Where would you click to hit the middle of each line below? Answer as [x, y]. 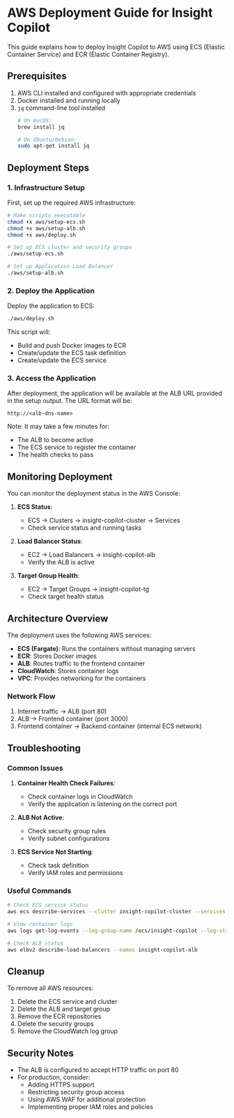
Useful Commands [39, 890]
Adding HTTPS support [61, 1085]
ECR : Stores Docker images [57, 656]
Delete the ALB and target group [64, 1009]
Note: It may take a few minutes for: [58, 427]
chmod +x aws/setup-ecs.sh [46, 222]
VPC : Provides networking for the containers [81, 678]
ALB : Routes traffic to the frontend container [81, 663]
